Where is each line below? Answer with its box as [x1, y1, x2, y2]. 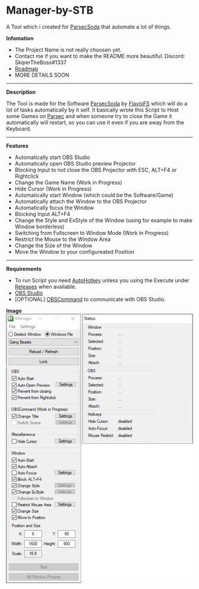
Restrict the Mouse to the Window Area [14, 235, 111, 243]
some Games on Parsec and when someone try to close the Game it [6, 112, 172, 119]
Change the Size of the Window [14, 241, 93, 249]
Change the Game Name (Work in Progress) [14, 179, 123, 186]
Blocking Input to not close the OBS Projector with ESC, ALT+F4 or [14, 166, 177, 173]
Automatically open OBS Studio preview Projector [14, 160, 136, 167]
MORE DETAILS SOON [14, 71, 70, 78]
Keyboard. [6, 125, 31, 132]
